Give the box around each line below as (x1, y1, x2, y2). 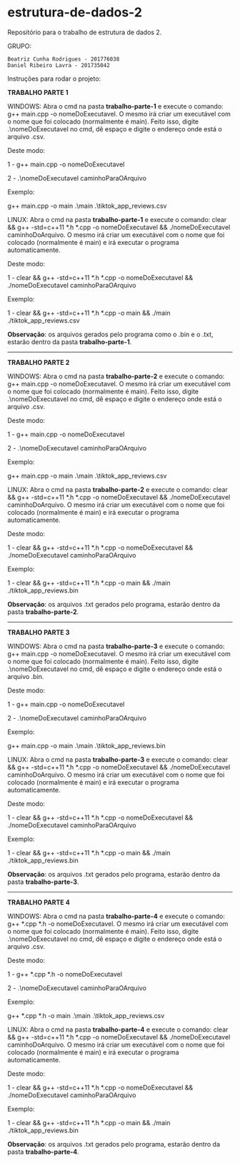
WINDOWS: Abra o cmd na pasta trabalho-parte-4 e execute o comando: (7, 912, 225, 920)
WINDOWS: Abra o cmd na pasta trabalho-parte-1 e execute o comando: (7, 101, 224, 111)
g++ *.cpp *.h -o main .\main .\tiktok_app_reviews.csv (7, 1011, 165, 1019)
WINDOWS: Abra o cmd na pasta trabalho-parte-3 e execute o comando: (7, 642, 225, 650)
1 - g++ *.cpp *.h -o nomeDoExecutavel (7, 970, 123, 978)
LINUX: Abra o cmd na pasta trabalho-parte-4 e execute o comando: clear (7, 1025, 229, 1034)
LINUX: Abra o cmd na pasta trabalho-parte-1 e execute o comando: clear (7, 215, 227, 223)
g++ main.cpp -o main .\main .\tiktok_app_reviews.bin (7, 741, 166, 750)
